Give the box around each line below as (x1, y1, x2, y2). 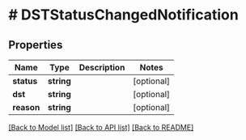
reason (12, 102, 40, 112)
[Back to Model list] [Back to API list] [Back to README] (8, 123, 194, 132)
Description (78, 62, 125, 73)
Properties (8, 38, 63, 52)
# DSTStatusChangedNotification (8, 6, 239, 24)
